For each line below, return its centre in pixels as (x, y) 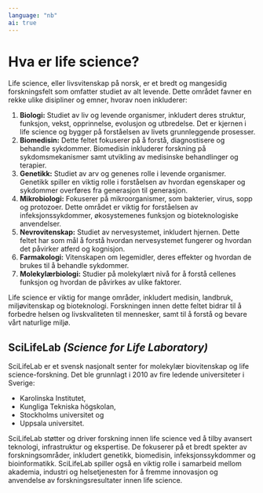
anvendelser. (40, 224)
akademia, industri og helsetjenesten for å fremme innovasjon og (113, 472)
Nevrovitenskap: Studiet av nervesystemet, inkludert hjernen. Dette (130, 232)
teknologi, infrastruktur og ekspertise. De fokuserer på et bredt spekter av (128, 447)
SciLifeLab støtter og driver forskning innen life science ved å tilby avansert (130, 439)
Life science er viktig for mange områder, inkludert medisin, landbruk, (121, 298)
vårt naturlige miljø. (39, 322)
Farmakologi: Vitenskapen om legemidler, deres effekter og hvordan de (135, 257)
